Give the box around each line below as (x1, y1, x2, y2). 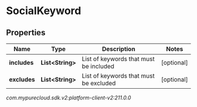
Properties (6, 28, 46, 38)
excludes (9, 75, 35, 83)
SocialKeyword (6, 4, 81, 18)
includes (9, 59, 34, 66)
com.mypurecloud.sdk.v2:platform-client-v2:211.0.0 (6, 94, 131, 101)
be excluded (81, 79, 116, 87)
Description (101, 45, 136, 53)
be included (81, 62, 114, 70)
